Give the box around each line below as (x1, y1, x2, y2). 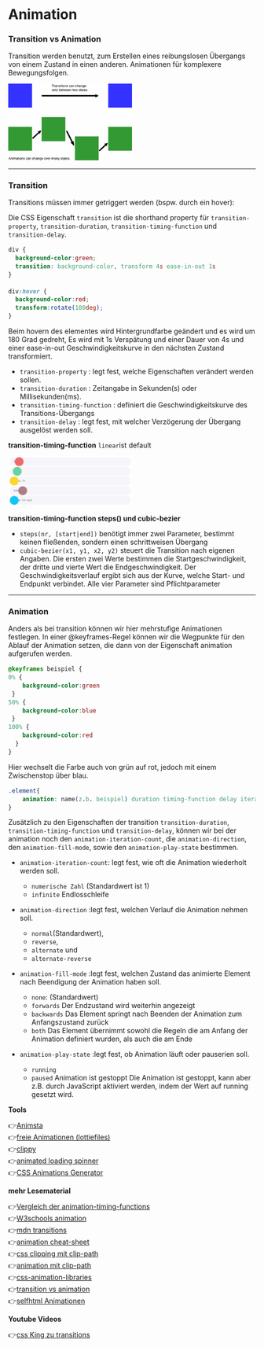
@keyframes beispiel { (8, 665, 82, 673)
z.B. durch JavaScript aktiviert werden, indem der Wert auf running (31, 1081, 249, 1091)
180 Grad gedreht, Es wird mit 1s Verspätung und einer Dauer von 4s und (8, 335, 244, 344)
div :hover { (8, 287, 47, 296)
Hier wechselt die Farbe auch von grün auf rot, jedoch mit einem (8, 762, 217, 771)
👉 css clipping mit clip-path (8, 1249, 99, 1259)
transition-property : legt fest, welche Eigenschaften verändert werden (19, 367, 254, 377)
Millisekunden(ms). (19, 392, 82, 402)
